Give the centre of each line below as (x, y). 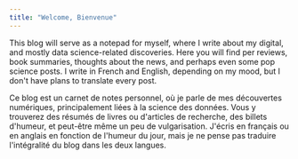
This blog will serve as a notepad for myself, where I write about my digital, (147, 43)
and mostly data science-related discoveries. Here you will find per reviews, (149, 52)
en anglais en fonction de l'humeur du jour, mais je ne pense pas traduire (143, 135)
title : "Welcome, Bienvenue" (63, 17)
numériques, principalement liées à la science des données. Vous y (133, 107)
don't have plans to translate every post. (83, 80)
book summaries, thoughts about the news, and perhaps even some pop (142, 61)
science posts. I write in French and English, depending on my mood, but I (145, 71)
